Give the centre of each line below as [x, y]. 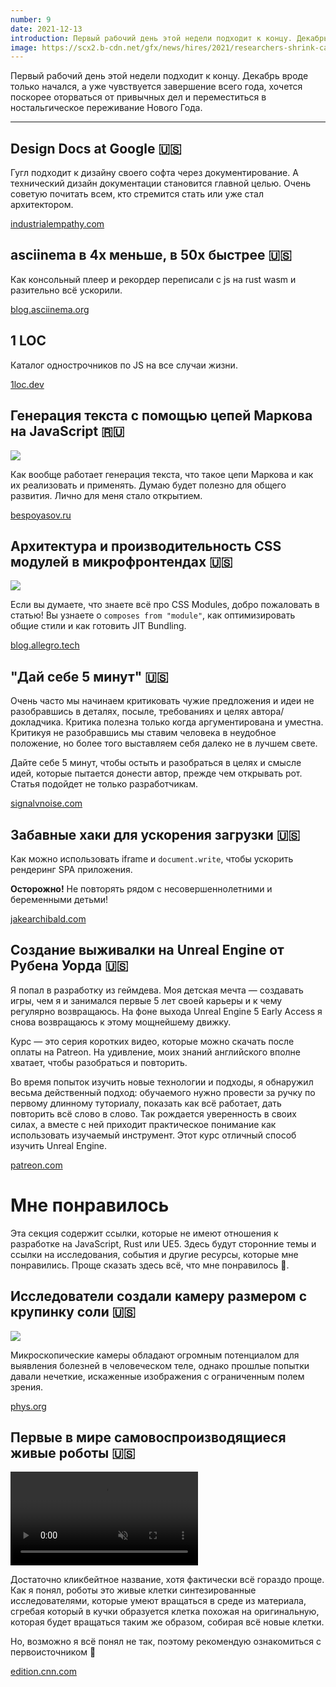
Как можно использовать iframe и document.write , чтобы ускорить [152, 858]
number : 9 [31, 19]
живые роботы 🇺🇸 [73, 1452]
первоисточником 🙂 [53, 1652]
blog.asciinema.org [50, 309]
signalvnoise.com [46, 803]
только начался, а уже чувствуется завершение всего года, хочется [156, 87]
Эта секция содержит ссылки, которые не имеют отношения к [144, 1233]
